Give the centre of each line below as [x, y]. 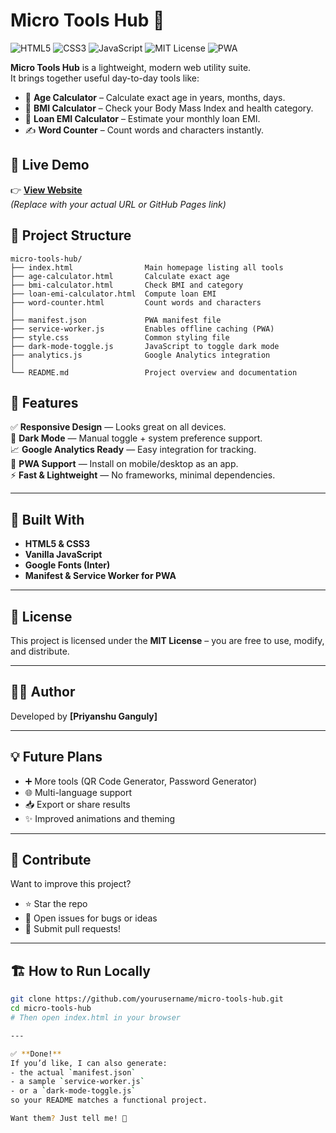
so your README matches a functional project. [109, 1100]
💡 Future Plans [56, 757]
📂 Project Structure [71, 235]
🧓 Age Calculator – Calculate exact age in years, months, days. [155, 97]
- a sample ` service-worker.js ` [77, 1082]
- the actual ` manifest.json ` [73, 1072]
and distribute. [40, 651]
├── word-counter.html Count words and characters [136, 302]
